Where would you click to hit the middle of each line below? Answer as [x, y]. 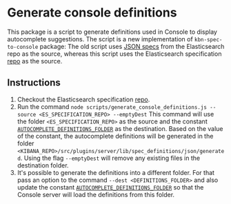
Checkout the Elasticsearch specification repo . [83, 99]
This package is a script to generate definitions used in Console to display [112, 32]
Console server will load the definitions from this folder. [96, 194]
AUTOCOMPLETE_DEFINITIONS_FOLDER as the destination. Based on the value [120, 128]
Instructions [34, 83]
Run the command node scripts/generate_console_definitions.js [112, 106]
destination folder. [43, 165]
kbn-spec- [208, 39]
